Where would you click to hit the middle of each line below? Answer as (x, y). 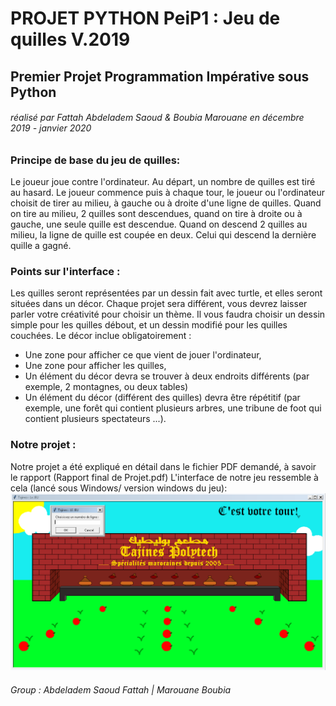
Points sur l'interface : (65, 272)
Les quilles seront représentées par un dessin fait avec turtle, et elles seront (166, 293)
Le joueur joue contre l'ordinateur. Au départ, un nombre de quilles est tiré (163, 182)
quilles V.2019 (70, 39)
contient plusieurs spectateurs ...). (95, 419)
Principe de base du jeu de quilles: (95, 160)
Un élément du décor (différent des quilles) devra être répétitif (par (162, 398)
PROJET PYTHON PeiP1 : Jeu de (145, 18)
